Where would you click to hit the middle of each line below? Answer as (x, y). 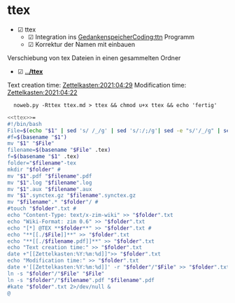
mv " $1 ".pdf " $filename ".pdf (50, 176)
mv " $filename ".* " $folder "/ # (53, 202)
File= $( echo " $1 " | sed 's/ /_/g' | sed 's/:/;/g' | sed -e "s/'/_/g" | (114, 131)
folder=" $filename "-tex (42, 163)
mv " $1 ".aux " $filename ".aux (50, 189)
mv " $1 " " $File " (31, 143)
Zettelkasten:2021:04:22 (43, 92)
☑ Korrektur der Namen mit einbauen (81, 44)
